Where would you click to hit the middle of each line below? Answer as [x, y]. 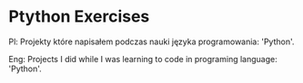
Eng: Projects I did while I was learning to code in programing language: [143, 59]
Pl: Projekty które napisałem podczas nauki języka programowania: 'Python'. [151, 41]
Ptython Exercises [79, 17]
